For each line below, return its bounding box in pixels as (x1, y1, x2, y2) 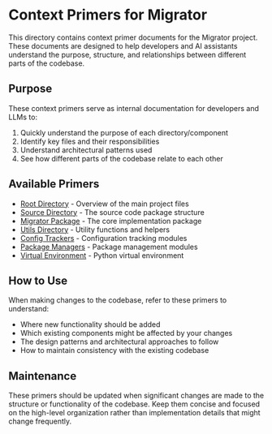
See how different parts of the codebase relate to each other (19, 153, 223, 163)
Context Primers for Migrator (8, 6, 208, 24)
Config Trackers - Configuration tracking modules (19, 233, 188, 243)
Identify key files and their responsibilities (19, 136, 160, 146)
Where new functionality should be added (19, 320, 161, 329)
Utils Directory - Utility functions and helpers (19, 225, 171, 234)
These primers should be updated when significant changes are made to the (8, 391, 265, 401)
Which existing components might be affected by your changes (19, 329, 233, 338)
